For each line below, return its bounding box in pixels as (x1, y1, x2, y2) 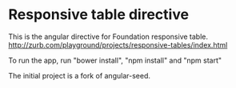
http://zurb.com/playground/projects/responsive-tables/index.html (8, 40, 228, 49)
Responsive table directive (8, 6, 190, 24)
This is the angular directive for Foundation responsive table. (8, 32, 208, 41)
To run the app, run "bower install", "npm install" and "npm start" (8, 55, 222, 65)
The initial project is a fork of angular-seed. (8, 71, 150, 80)
